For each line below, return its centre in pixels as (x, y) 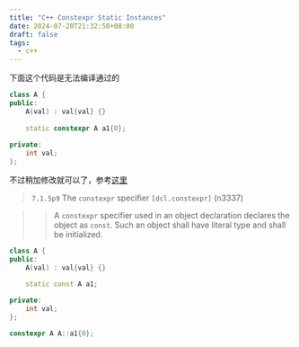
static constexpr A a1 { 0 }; (76, 128)
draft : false (34, 34)
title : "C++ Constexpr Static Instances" (88, 18)
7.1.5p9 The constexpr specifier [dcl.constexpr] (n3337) (137, 198)
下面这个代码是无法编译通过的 (64, 78)
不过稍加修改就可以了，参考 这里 (68, 180)
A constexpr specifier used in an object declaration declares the (171, 215)
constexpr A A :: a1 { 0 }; (52, 334)
